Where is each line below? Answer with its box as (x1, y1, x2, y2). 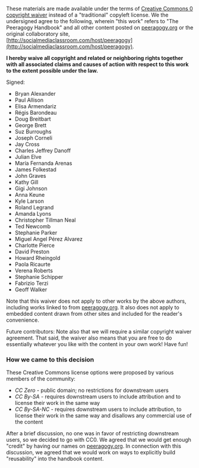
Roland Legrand (14, 204, 54, 211)
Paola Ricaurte (14, 261, 50, 268)
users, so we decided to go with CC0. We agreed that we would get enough (6, 436, 192, 444)
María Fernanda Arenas (14, 160, 72, 167)
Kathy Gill (14, 178, 39, 186)
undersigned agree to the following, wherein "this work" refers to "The (6, 18, 179, 24)
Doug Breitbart (14, 115, 52, 123)
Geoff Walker (14, 286, 48, 293)
